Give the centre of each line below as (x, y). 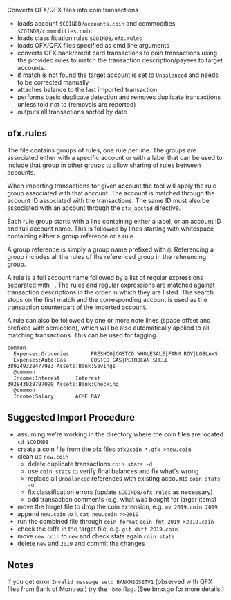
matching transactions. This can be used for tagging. (82, 335)
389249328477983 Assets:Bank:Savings (62, 366)
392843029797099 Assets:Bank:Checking (63, 384)
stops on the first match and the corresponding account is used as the (107, 299)
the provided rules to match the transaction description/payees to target (120, 60)
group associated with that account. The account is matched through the (111, 193)
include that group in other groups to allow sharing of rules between (104, 165)
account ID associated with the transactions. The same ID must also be (108, 200)
